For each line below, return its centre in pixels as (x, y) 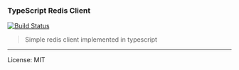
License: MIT (26, 60)
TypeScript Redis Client (49, 11)
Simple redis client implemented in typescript (91, 40)
